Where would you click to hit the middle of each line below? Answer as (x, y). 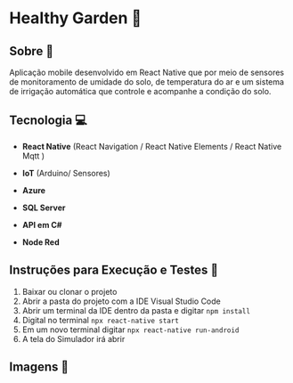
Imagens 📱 (39, 367)
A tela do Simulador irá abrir (73, 338)
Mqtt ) (33, 156)
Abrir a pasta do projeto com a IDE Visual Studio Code (121, 301)
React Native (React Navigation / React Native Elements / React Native (152, 146)
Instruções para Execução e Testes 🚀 (114, 270)
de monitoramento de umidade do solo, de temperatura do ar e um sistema (147, 82)
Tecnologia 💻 (48, 121)
